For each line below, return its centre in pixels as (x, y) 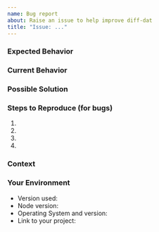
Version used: (37, 198)
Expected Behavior (40, 51)
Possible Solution (38, 89)
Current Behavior (38, 70)
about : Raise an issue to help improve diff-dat (80, 20)
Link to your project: (46, 220)
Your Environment (39, 183)
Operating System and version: (62, 213)
